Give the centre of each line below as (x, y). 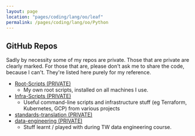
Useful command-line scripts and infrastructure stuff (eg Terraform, (105, 102)
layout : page (22, 11)
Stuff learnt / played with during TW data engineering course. (97, 127)
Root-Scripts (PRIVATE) (43, 84)
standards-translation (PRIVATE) (53, 115)
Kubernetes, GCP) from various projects (71, 109)
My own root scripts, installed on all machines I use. (86, 90)
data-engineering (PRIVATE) (49, 121)
